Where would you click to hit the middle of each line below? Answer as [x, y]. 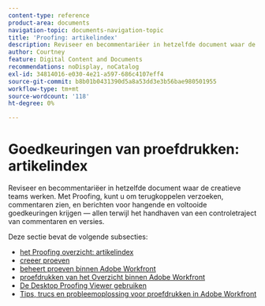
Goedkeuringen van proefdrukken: [124, 149]
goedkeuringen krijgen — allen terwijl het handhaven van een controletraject [132, 213]
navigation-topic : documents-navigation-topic [86, 30]
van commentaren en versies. [56, 222]
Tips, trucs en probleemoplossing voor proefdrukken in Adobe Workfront [138, 294]
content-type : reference [49, 15]
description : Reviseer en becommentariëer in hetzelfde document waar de [132, 45]
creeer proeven [45, 260]
